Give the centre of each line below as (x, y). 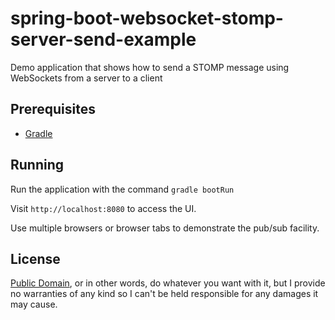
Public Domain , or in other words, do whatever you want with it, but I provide (168, 283)
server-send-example (103, 39)
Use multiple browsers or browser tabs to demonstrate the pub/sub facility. (165, 228)
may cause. (34, 304)
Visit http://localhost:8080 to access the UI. (103, 208)
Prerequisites (53, 109)
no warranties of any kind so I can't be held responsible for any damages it (164, 294)
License (35, 258)
